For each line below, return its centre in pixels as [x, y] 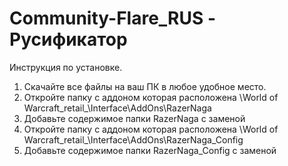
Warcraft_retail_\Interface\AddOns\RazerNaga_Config [133, 139]
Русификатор [68, 39]
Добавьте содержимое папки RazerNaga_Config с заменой [150, 150]
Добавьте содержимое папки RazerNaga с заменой [134, 118]
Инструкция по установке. [66, 67]
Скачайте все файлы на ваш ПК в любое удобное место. [145, 86]
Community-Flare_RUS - [113, 18]
